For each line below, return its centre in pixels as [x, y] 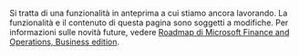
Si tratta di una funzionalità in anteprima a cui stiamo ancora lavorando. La [149, 13]
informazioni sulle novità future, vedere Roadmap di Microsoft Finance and [149, 32]
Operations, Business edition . [65, 42]
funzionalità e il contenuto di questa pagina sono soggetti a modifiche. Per [149, 23]
